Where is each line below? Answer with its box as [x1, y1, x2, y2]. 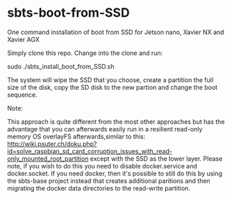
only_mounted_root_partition [7, 154, 89, 163]
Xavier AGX [7, 35, 40, 43]
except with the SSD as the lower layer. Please [90, 154, 223, 163]
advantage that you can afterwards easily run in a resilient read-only [7, 125, 203, 133]
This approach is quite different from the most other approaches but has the [7, 117, 225, 126]
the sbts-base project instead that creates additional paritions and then [7, 176, 210, 185]
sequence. [7, 90, 38, 99]
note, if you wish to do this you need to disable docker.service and [7, 161, 198, 170]
